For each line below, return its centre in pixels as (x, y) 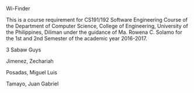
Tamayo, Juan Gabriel (32, 84)
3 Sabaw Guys (24, 50)
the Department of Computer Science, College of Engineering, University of (97, 26)
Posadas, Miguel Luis (32, 72)
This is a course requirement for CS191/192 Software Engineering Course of (97, 20)
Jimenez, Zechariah (30, 61)
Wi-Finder (18, 8)
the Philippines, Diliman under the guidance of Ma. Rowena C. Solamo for (94, 32)
